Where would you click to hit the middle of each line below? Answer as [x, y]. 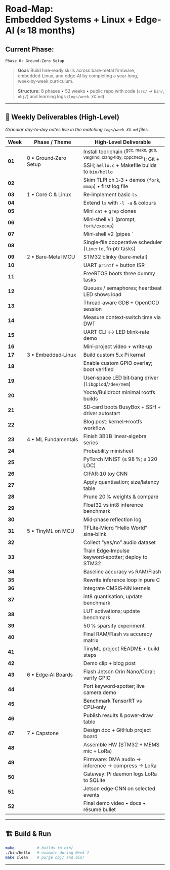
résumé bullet [100, 809]
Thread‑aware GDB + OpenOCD [121, 303]
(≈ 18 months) [46, 31]
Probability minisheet [108, 451]
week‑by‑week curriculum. [46, 81]
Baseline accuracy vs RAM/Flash [122, 572]
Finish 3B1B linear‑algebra [115, 437]
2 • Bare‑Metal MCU [51, 257]
